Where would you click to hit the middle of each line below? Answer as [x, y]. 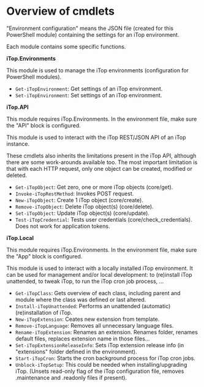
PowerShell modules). [34, 77]
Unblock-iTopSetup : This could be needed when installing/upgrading [101, 364]
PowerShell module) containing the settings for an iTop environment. [93, 34]
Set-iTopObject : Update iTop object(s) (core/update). [82, 213]
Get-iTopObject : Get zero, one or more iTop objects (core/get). [94, 187]
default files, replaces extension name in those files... [82, 339]
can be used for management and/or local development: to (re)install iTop [99, 274]
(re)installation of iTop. [43, 312]
